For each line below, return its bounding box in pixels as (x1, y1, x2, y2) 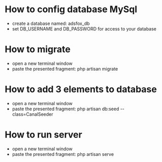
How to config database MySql (5, 4, 138, 15)
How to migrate (5, 44, 71, 55)
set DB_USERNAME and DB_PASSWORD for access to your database (12, 25, 157, 31)
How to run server (5, 129, 82, 140)
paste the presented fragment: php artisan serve (12, 151, 114, 157)
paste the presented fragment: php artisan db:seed (12, 106, 119, 112)
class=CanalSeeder (12, 111, 54, 117)
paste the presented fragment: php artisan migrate (12, 66, 118, 72)
